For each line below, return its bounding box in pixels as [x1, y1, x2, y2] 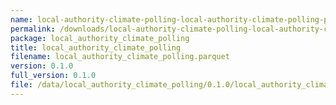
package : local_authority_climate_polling [10, 33, 190, 43]
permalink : [10, 24, 56, 34]
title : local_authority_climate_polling [10, 42, 182, 53]
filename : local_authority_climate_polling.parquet [10, 52, 230, 62]
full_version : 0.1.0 [10, 71, 97, 81]
